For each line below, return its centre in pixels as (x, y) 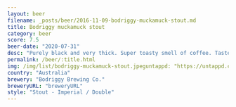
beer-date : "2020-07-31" (44, 46)
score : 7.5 (23, 40)
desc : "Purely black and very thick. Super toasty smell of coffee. (110, 53)
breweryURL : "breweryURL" (45, 86)
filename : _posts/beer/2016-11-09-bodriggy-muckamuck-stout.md (102, 20)
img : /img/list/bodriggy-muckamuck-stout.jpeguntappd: (89, 66)
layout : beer (26, 14)
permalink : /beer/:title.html (52, 60)
